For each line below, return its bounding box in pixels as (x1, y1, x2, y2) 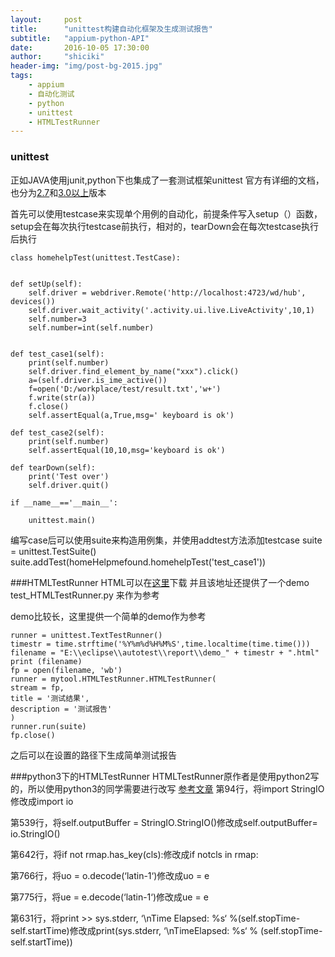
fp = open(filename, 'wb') (10, 665, 123, 675)
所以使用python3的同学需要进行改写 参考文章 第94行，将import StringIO (27, 782, 325, 795)
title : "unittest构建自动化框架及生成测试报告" (10, 24, 213, 34)
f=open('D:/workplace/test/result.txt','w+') (28, 384, 222, 394)
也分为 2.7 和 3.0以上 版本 (10, 186, 107, 198)
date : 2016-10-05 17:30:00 (10, 42, 150, 53)
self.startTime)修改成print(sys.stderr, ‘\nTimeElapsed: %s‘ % (10, 924, 259, 936)
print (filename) (10, 656, 83, 666)
